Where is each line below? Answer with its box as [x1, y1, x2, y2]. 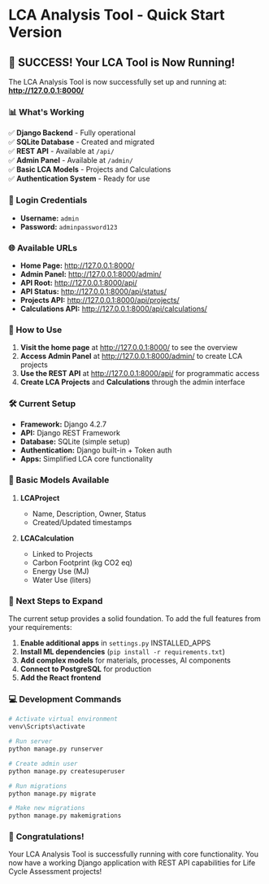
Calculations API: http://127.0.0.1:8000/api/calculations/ [20, 304, 207, 313]
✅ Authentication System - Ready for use [8, 173, 150, 184]
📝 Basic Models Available [8, 475, 110, 486]
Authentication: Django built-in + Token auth [20, 445, 172, 455]
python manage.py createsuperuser [8, 767, 126, 775]
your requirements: [8, 623, 72, 632]
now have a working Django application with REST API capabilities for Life [8, 858, 256, 868]
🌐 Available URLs [8, 242, 78, 253]
